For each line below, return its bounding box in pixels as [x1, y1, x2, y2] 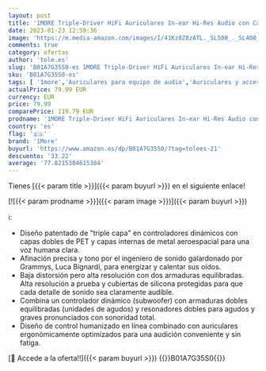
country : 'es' [8, 122, 55, 130]
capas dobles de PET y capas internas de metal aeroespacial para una [19, 237, 250, 246]
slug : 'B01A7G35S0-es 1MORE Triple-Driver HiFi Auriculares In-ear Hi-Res [8, 64, 260, 71]
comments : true [8, 41, 59, 49]
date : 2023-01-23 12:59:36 [8, 26, 97, 34]
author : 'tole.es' [8, 56, 69, 64]
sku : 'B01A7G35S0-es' [8, 71, 80, 79]
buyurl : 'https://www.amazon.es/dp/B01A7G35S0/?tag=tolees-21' [8, 145, 222, 153]
